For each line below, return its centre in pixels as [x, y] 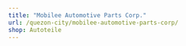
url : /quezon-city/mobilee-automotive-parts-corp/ [93, 23]
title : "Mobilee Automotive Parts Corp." [78, 15]
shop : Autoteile [35, 30]
